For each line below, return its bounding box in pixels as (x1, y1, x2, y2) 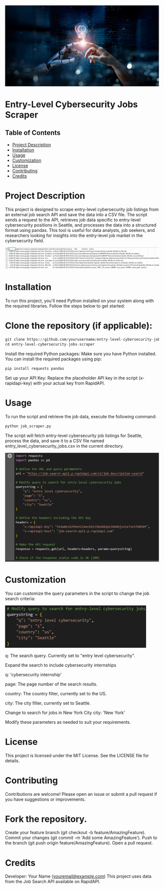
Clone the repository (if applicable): (5, 320, 153, 331)
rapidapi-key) (5, 381, 33, 386)
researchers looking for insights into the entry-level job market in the (5, 232, 143, 238)
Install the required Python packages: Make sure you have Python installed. (5, 351, 157, 357)
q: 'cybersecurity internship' (5, 671, 62, 677)
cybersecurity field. (5, 237, 44, 243)
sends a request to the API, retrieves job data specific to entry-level (5, 217, 141, 223)
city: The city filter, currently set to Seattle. (5, 700, 91, 706)
